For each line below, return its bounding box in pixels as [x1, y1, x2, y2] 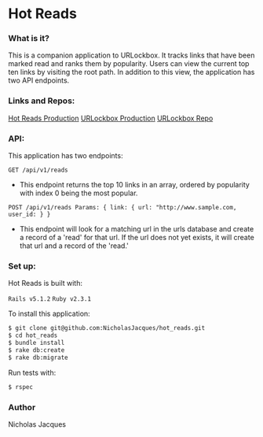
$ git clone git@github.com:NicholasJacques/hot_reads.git [8, 324, 206, 332]
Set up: [8, 261, 37, 272]
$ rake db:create [8, 346, 65, 354]
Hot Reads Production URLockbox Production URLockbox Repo [8, 113, 214, 123]
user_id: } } [8, 210, 51, 219]
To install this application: [8, 309, 90, 319]
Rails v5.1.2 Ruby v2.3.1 [8, 295, 92, 303]
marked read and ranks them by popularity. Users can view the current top [8, 59, 250, 69]
